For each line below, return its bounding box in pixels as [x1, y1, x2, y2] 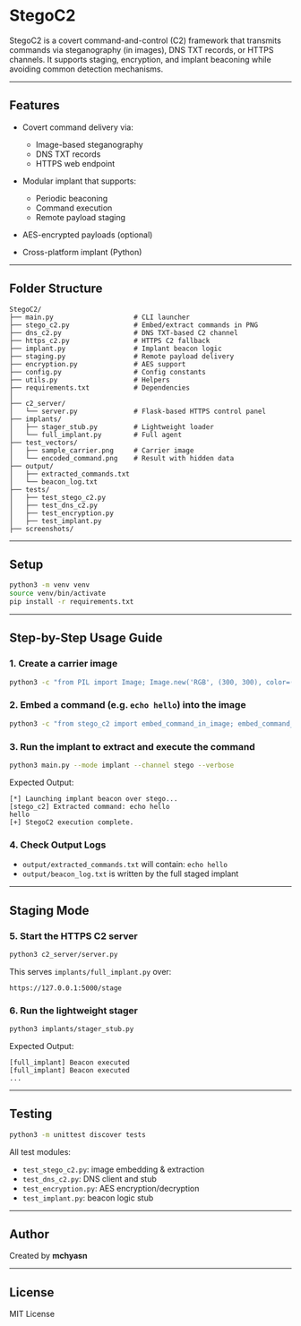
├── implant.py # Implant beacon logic [9, 344, 222, 353]
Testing [9, 1106, 53, 1122]
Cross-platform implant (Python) [21, 246, 142, 257]
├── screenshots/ [9, 524, 74, 533]
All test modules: [9, 1146, 72, 1157]
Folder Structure [9, 281, 103, 297]
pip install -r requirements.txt [9, 598, 134, 607]
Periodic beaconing [35, 193, 108, 203]
